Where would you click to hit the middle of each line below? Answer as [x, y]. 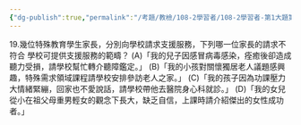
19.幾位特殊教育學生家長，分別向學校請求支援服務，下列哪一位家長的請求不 [148, 44]
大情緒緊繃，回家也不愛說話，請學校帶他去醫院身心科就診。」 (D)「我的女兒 [148, 88]
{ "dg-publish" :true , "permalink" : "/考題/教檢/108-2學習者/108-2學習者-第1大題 [149, 17]
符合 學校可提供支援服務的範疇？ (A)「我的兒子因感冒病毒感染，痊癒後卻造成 [150, 55]
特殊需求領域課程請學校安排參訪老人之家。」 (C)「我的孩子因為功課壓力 [155, 78]
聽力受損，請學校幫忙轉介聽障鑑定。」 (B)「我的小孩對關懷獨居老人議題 [140, 66]
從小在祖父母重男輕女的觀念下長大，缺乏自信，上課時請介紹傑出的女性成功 [146, 100]
